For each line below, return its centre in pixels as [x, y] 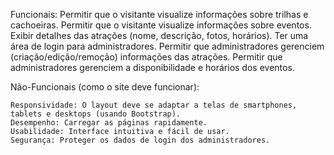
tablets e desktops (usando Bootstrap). [96, 114]
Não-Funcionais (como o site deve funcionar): [105, 87]
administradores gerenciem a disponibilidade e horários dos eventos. [152, 67]
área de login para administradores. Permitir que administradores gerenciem [167, 46]
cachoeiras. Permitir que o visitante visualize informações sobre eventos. [161, 25]
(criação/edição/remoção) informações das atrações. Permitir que [146, 57]
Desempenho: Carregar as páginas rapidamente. [109, 123]
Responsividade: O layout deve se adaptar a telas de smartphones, [154, 105]
